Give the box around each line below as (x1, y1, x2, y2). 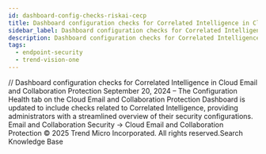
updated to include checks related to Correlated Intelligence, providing (8, 102, 239, 112)
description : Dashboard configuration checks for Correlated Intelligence (8, 33, 260, 42)
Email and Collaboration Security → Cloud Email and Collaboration (8, 120, 224, 129)
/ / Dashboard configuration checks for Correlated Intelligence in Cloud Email (8, 77, 258, 87)
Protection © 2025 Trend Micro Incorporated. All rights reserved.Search (8, 128, 244, 137)
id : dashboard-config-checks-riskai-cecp (8, 11, 147, 20)
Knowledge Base (8, 137, 63, 146)
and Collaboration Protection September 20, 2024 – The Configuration (8, 86, 237, 95)
